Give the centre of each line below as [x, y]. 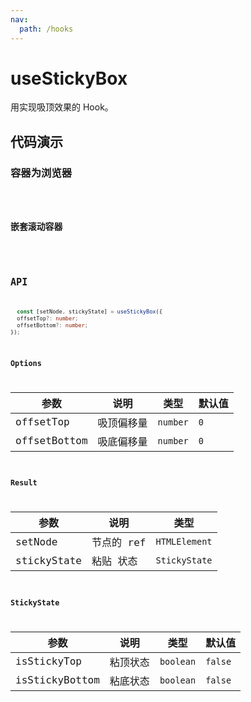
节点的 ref [119, 543]
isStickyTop [48, 661]
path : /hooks [46, 29]
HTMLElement [184, 542]
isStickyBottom [57, 680]
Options [26, 364]
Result [24, 483]
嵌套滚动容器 [36, 226]
